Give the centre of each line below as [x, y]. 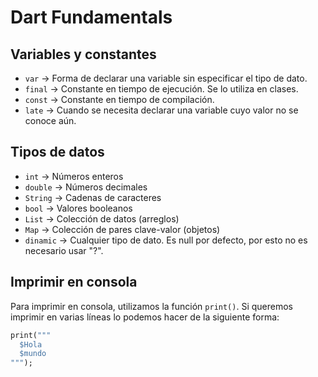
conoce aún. [50, 120]
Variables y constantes [83, 54]
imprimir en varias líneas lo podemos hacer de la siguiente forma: [145, 317]
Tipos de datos [57, 152]
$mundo [33, 354]
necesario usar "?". [64, 250]
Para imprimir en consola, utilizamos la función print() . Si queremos [151, 306]
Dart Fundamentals [91, 17]
